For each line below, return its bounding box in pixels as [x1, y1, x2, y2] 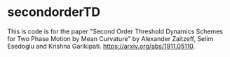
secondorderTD [7, 4, 101, 20]
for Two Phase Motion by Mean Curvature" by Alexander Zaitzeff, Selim [7, 34, 214, 42]
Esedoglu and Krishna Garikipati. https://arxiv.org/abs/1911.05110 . [7, 42, 196, 50]
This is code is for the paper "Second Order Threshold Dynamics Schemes [7, 27, 223, 35]
